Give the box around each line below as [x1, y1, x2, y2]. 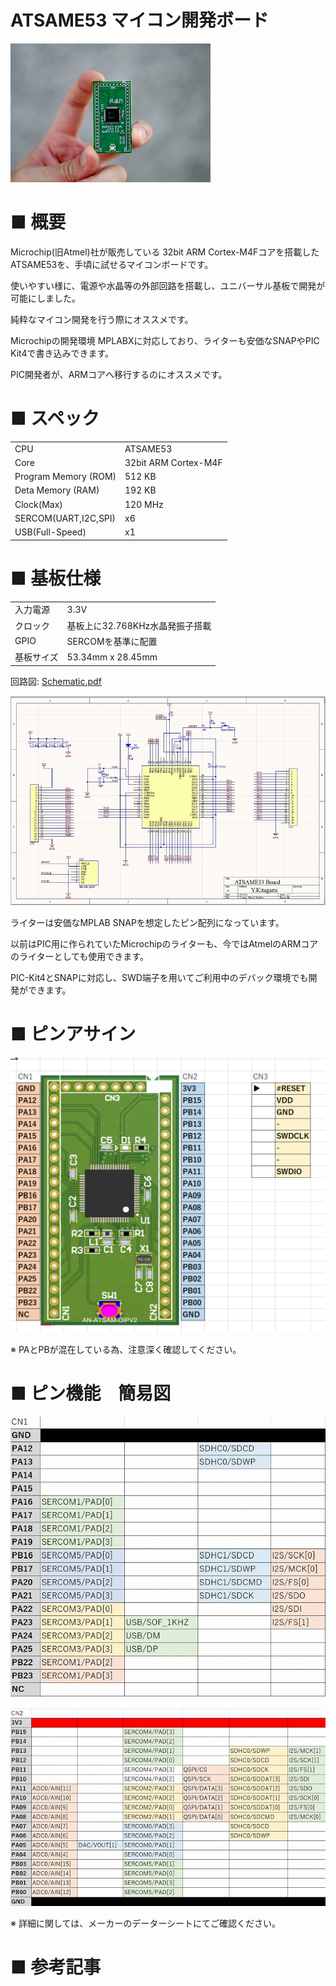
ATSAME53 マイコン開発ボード [10, 9, 269, 32]
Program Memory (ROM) [14, 471, 117, 483]
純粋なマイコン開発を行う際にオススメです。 [10, 313, 194, 325]
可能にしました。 [10, 292, 81, 304]
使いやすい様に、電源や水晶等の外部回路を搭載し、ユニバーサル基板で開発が [10, 279, 326, 291]
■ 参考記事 [10, 1956, 102, 1978]
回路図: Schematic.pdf [10, 675, 102, 687]
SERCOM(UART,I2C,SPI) [14, 512, 117, 524]
